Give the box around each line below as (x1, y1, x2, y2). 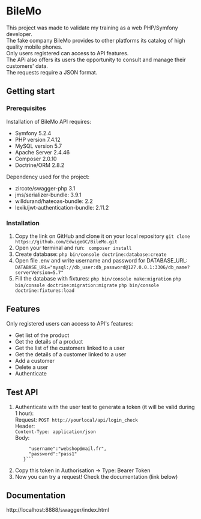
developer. (6, 30, 33, 37)
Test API (6, 387, 38, 398)
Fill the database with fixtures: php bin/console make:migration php (14, 275, 181, 282)
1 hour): (14, 410, 34, 417)
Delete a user (14, 363, 49, 371)
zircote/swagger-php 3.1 (14, 184, 76, 192)
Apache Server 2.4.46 (14, 148, 70, 156)
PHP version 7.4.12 (14, 136, 61, 143)
